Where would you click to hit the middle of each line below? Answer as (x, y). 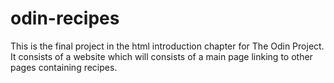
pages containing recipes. (64, 67)
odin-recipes (65, 18)
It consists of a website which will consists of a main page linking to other (161, 56)
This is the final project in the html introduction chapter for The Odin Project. (167, 46)
